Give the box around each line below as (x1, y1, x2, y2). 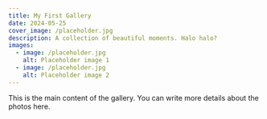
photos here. (8, 101, 51, 111)
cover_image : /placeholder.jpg (8, 26, 113, 34)
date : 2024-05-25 (8, 19, 67, 27)
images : (8, 42, 35, 50)
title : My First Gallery (8, 11, 92, 20)
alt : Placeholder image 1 (23, 57, 110, 65)
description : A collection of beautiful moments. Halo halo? (8, 34, 218, 42)
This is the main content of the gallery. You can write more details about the (8, 93, 259, 102)
